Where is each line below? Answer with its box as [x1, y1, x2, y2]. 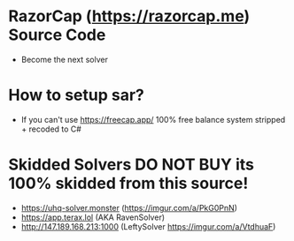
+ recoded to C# [20, 124, 81, 134]
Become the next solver [20, 54, 108, 64]
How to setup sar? [8, 86, 145, 105]
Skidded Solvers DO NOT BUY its [8, 154, 254, 175]
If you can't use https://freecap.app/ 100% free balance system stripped [20, 114, 286, 124]
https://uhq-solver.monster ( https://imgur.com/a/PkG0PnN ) [20, 202, 238, 213]
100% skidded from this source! [8, 174, 249, 193]
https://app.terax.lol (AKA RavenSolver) [20, 212, 166, 222]
